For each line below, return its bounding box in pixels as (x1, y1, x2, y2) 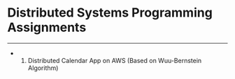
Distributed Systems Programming (7, 5, 213, 21)
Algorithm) (27, 64, 59, 72)
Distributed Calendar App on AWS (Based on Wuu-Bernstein (27, 56, 202, 64)
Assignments (7, 19, 87, 35)
